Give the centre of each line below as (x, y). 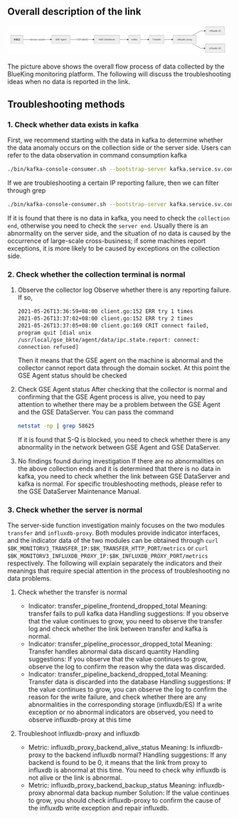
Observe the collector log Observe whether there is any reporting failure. (124, 290)
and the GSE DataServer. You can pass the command (96, 412)
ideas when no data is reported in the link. (69, 82)
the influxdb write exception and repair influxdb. (99, 808)
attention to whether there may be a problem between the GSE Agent (119, 404)
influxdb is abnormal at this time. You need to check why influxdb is (127, 770)
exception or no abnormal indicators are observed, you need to (121, 712)
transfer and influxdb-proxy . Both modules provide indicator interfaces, (114, 533)
